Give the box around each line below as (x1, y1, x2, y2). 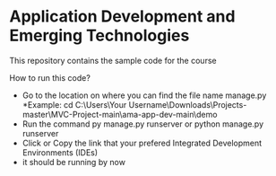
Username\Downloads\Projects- (128, 99, 247, 110)
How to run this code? (9, 72, 91, 83)
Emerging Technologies (9, 25, 190, 46)
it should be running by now (22, 156, 125, 167)
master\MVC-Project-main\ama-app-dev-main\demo (22, 109, 218, 119)
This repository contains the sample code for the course (9, 55, 217, 66)
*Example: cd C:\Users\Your (22, 99, 127, 110)
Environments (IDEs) (22, 146, 99, 158)
